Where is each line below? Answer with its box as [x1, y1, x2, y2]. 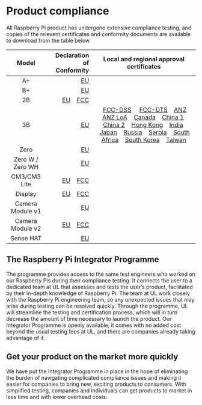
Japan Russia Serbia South [99, 128, 191, 136]
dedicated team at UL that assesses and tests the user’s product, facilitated [6, 283, 194, 290]
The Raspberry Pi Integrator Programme [6, 254, 159, 265]
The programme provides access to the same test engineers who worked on [6, 270, 195, 278]
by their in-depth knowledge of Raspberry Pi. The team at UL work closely [6, 290, 191, 297]
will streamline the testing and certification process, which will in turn [6, 308, 178, 316]
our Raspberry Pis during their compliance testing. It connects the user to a [6, 276, 192, 284]
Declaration [55, 51, 90, 59]
